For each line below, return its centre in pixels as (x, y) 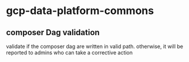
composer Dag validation (53, 32)
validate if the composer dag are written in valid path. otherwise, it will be (95, 46)
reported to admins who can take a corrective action (70, 53)
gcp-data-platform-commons (80, 11)
